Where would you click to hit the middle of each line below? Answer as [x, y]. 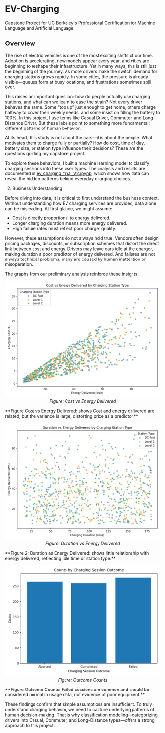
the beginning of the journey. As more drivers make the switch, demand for [81, 71]
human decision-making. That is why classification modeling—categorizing [81, 715]
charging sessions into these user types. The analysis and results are [75, 168]
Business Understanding [37, 188]
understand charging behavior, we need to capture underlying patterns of [80, 709]
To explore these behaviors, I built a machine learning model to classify [77, 163]
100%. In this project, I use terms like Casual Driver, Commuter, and [73, 118]
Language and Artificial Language [39, 28]
